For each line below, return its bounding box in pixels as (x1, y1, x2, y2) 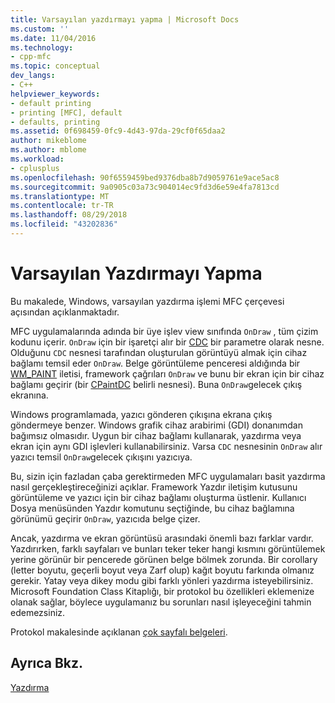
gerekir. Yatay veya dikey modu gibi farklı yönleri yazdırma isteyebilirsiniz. (10, 574, 314, 586)
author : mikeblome (10, 136, 87, 146)
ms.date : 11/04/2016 (10, 33, 97, 43)
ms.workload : (10, 154, 65, 164)
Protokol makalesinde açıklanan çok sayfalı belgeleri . (10, 626, 228, 638)
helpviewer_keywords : (10, 89, 101, 99)
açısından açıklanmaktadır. (10, 306, 120, 318)
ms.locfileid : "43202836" (10, 219, 118, 230)
